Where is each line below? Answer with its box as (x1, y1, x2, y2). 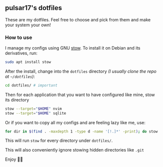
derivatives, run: (5, 50, 38, 56)
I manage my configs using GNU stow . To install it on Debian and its (5, 45, 141, 51)
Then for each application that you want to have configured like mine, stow (5, 92, 155, 98)
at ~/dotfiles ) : (5, 73, 35, 79)
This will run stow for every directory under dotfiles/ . (5, 138, 113, 144)
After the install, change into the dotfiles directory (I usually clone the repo (5, 68, 157, 74)
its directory (5, 97, 29, 102)
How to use (5, 34, 33, 41)
